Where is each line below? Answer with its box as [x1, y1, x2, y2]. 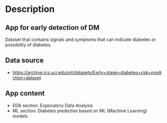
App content [5, 89, 45, 98]
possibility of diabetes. [5, 42, 52, 48]
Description [5, 3, 55, 15]
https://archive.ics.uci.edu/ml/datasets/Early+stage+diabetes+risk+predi [12, 69, 162, 75]
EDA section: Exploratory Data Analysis [12, 102, 93, 108]
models [12, 113, 28, 119]
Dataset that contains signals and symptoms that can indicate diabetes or [5, 36, 156, 42]
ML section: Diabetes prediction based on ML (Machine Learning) [12, 108, 148, 114]
